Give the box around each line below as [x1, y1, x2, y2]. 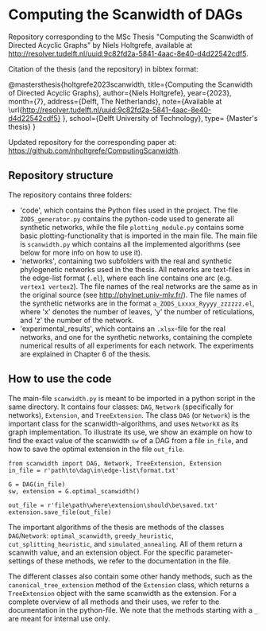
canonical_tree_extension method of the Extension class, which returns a [8, 579, 250, 590]
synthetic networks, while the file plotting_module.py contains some [19, 222, 245, 232]
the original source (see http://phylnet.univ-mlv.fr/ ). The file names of [19, 290, 248, 299]
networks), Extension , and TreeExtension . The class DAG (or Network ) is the [8, 410, 250, 419]
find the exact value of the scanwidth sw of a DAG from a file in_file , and [8, 435, 249, 445]
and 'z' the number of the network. [19, 315, 134, 325]
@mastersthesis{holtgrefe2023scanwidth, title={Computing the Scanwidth [8, 80, 253, 89]
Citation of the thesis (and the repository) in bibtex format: [8, 64, 199, 73]
